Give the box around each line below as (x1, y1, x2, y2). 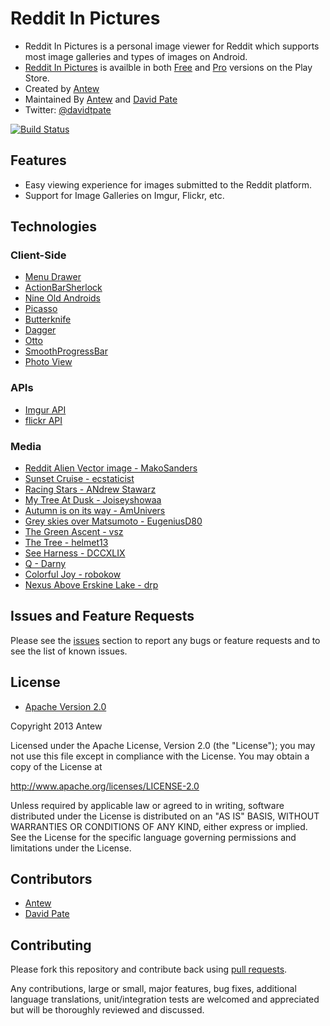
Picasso (24, 303, 58, 315)
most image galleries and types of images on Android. (24, 50, 248, 62)
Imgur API (24, 403, 67, 416)
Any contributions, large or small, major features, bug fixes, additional (10, 983, 297, 995)
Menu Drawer (24, 271, 82, 283)
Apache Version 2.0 (24, 700, 107, 712)
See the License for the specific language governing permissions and (10, 831, 297, 843)
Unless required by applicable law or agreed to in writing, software (10, 799, 285, 811)
